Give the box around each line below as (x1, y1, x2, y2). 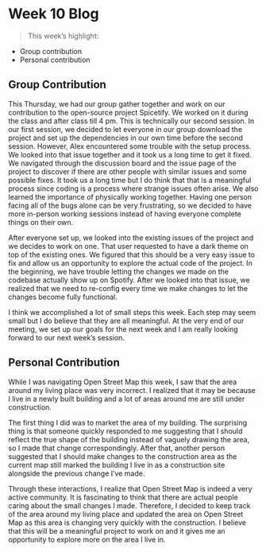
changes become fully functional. (8, 292, 118, 301)
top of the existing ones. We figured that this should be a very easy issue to (8, 250, 256, 259)
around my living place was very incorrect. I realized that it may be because (8, 385, 256, 395)
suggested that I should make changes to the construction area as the (8, 451, 237, 461)
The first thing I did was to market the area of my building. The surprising (8, 418, 248, 427)
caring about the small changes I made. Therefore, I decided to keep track (8, 500, 251, 510)
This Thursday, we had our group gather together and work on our (8, 99, 226, 108)
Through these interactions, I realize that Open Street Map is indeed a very (8, 484, 253, 493)
